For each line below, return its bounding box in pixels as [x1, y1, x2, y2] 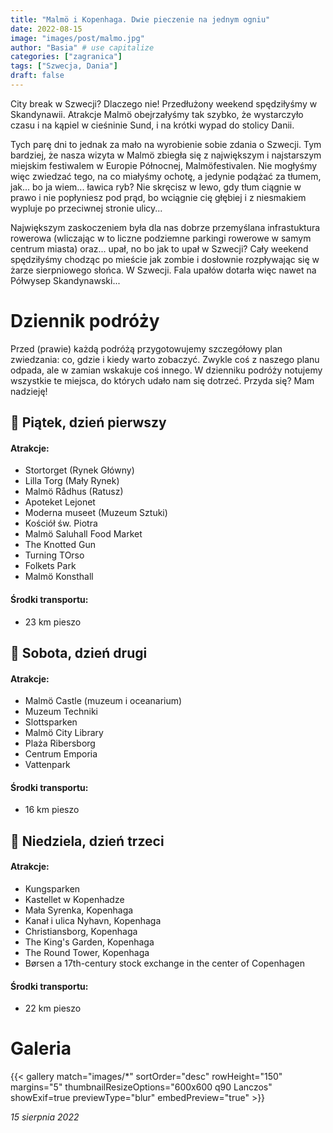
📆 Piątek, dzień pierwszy [10, 414, 167, 431]
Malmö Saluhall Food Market [24, 528, 143, 540]
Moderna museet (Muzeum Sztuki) [24, 507, 168, 519]
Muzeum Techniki [24, 706, 99, 718]
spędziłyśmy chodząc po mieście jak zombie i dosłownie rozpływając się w [10, 253, 320, 265]
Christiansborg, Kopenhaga [24, 926, 138, 937]
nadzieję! [10, 385, 48, 397]
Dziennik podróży [10, 310, 160, 333]
